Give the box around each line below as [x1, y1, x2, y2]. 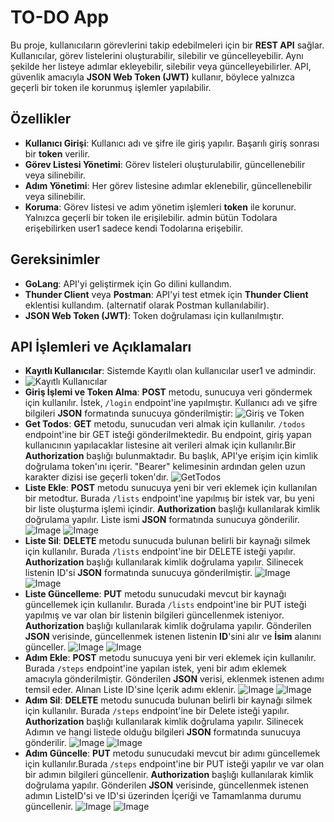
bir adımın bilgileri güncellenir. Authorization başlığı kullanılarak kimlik [24, 769, 314, 781]
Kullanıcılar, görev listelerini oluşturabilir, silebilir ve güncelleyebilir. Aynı [10, 49, 304, 61]
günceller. [24, 641, 67, 653]
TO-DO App [10, 6, 110, 29]
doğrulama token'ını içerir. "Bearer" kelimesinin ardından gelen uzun [24, 461, 306, 473]
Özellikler [10, 111, 72, 128]
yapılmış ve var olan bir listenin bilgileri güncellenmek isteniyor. [24, 609, 285, 621]
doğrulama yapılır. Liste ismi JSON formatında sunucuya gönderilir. [24, 514, 300, 526]
